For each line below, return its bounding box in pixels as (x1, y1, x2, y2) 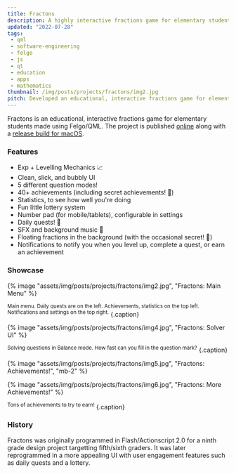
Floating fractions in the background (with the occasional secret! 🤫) (17, 233, 213, 242)
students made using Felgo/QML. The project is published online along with (7, 122, 226, 130)
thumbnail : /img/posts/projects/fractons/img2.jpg (7, 88, 159, 96)
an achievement (17, 248, 65, 256)
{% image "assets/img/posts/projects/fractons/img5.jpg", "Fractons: (7, 359, 205, 367)
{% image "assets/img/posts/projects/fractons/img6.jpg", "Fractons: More (7, 380, 222, 388)
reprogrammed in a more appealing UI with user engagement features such (7, 451, 225, 459)
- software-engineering (10, 43, 80, 50)
